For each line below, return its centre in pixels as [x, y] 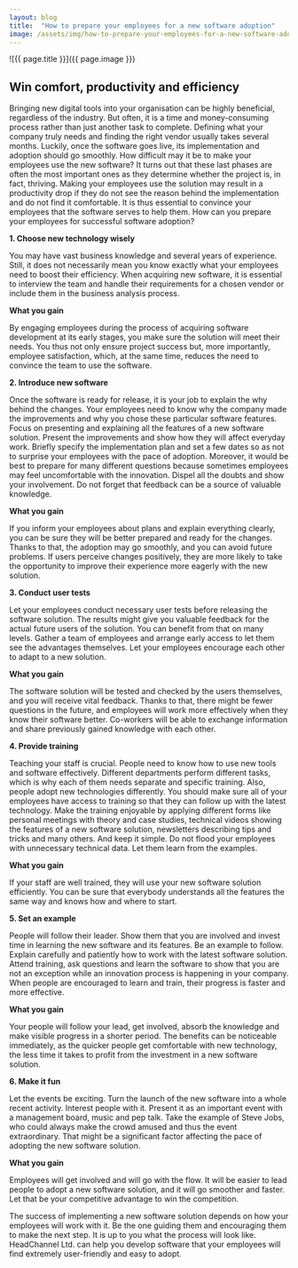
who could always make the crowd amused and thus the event [123, 1127]
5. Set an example [43, 919]
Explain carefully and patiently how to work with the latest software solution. [149, 955]
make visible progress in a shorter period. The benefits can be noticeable [143, 1036]
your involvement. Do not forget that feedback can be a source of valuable [145, 485]
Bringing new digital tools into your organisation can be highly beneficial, [142, 108]
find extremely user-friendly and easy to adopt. [95, 1254]
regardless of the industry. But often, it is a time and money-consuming [139, 118]
